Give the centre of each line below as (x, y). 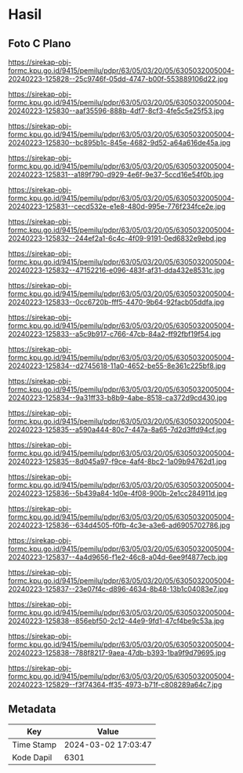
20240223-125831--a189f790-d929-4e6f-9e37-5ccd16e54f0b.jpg (116, 175)
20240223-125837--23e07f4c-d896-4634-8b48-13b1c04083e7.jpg (118, 589)
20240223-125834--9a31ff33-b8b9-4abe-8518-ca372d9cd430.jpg (118, 397)
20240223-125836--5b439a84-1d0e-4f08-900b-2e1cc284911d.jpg (118, 493)
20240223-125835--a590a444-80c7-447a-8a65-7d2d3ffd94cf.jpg (118, 430)
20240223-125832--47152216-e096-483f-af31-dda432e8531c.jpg (116, 270)
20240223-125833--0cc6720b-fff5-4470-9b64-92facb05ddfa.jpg (116, 302)
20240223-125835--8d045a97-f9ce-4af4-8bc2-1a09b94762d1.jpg (118, 461)
